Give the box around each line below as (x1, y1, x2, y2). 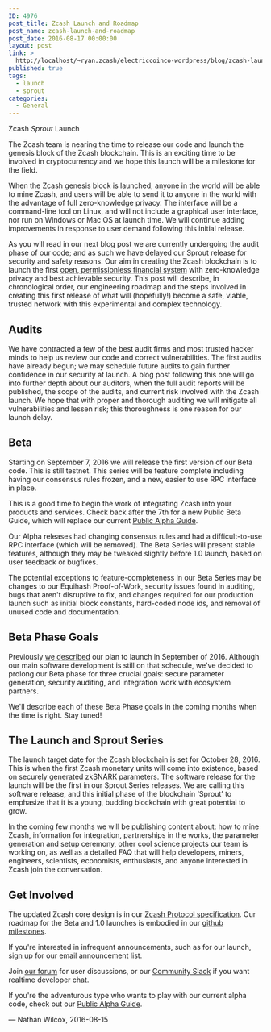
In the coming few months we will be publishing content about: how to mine (8, 822, 260, 831)
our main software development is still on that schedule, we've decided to (8, 660, 254, 670)
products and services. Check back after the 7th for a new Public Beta (8, 507, 242, 517)
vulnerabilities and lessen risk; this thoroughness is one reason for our (8, 404, 242, 414)
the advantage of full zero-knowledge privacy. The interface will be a (8, 198, 238, 208)
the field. (8, 165, 38, 175)
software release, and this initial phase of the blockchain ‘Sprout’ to (8, 789, 232, 799)
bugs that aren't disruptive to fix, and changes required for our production (8, 589, 254, 599)
